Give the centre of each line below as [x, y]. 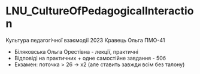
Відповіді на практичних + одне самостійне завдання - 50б [90, 58]
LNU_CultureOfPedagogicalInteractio [100, 11]
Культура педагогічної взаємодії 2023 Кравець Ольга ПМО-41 [85, 40]
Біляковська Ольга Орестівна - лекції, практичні [76, 51]
